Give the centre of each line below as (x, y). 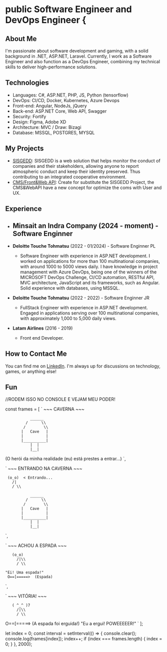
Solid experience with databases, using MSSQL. (70, 288)
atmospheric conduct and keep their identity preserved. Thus (76, 171)
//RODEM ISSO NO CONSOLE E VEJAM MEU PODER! (60, 399)
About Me (21, 39)
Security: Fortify (29, 116)
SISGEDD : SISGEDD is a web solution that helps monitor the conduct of (86, 161)
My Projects (24, 148)
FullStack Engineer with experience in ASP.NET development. (84, 307)
